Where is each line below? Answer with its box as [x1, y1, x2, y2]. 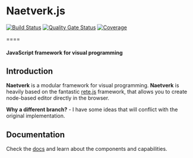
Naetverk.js [6, 4, 65, 18]
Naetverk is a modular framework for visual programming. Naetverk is [6, 82, 179, 89]
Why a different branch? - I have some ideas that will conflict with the [6, 106, 178, 113]
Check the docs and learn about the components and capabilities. [6, 146, 167, 153]
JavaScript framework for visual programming [6, 49, 123, 56]
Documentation [6, 129, 65, 140]
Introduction [6, 66, 53, 76]
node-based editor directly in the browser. [6, 94, 110, 102]
